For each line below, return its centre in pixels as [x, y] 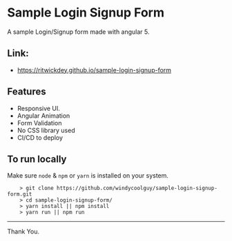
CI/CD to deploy [40, 137]
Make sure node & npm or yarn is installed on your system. [88, 176]
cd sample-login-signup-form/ [69, 200]
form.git [20, 194]
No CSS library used [46, 130]
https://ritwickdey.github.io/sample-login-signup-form [94, 70]
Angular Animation [43, 116]
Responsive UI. [39, 108]
